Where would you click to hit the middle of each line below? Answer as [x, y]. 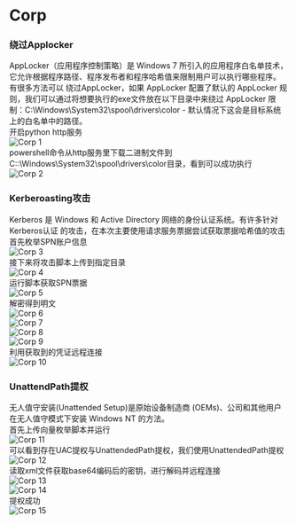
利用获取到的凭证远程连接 [56, 352]
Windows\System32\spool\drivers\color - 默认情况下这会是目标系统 [158, 110]
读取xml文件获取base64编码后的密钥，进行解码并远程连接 [115, 471]
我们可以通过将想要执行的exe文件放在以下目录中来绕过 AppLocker [145, 99]
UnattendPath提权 [49, 387]
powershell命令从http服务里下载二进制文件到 [91, 153]
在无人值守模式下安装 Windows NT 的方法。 [90, 418]
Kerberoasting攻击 [50, 199]
